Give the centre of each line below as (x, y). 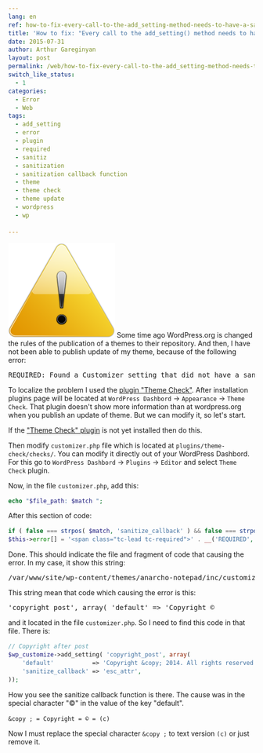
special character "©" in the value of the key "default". (96, 703)
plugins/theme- (200, 446)
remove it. (24, 741)
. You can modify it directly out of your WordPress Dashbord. (152, 453)
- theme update (40, 199)
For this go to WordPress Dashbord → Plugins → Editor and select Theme (122, 462)
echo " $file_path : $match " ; (56, 501)
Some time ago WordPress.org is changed (184, 334)
